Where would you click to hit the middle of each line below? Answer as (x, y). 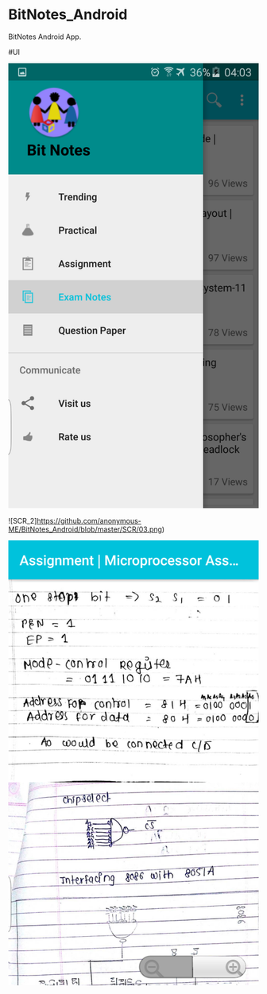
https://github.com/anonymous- (89, 520)
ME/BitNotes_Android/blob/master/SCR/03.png (85, 529)
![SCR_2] (23, 520)
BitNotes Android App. (45, 37)
